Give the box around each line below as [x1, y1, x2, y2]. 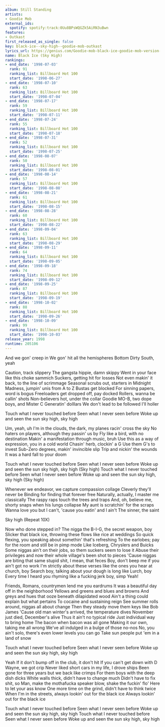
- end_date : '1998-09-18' [5, 263, 58, 268]
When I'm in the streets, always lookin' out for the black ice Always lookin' [5, 691, 156, 696]
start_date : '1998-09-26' [9, 314, 63, 319]
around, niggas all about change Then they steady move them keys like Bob [5, 603, 159, 609]
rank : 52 [9, 140, 27, 145]
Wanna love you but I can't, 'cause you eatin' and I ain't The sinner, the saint [5, 507, 160, 513]
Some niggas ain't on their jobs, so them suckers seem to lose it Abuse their [5, 547, 159, 553]
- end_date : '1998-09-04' [5, 227, 58, 232]
